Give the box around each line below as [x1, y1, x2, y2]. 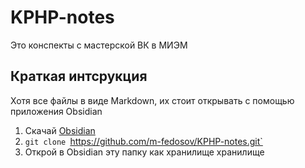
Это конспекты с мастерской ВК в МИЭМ [10, 39, 188, 51]
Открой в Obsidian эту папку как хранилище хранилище [24, 146, 265, 158]
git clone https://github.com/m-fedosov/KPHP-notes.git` [24, 135, 263, 147]
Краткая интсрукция [10, 68, 148, 85]
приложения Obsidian [10, 105, 103, 117]
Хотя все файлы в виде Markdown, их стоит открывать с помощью [10, 94, 295, 106]
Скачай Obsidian [24, 124, 96, 136]
